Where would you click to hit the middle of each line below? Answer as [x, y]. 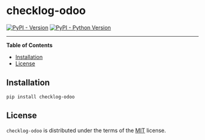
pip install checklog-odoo [41, 97]
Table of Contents [30, 45]
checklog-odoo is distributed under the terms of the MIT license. [86, 130]
